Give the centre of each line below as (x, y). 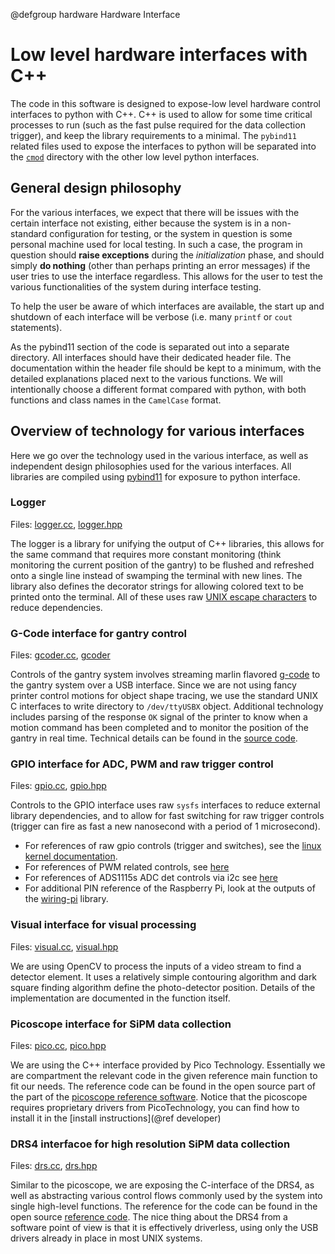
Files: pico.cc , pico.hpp (58, 1046)
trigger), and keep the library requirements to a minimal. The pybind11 (153, 135)
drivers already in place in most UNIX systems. (106, 1238)
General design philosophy (96, 188)
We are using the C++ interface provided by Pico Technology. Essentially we (168, 1065)
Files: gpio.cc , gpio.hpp (58, 786)
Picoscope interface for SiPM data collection (121, 1024)
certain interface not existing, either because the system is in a (140, 223)
